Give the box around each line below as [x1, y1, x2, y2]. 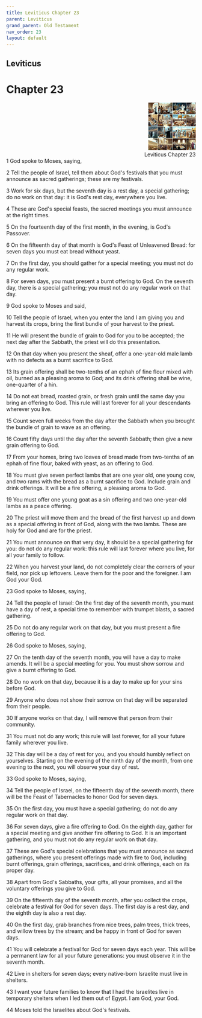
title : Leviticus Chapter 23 [6, 10, 79, 16]
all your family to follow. [6, 552, 65, 559]
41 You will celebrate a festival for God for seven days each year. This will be [6, 946, 196, 953]
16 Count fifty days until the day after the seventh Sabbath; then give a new [6, 435, 192, 443]
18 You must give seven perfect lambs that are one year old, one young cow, [6, 471, 195, 479]
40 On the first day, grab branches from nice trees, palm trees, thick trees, [6, 921, 191, 929]
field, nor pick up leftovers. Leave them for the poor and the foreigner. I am [6, 570, 191, 577]
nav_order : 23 [6, 29, 42, 35]
